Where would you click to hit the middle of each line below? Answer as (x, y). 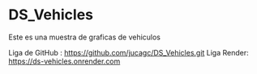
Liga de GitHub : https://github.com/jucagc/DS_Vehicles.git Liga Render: (128, 52)
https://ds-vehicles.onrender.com (64, 61)
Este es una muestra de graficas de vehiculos (84, 37)
